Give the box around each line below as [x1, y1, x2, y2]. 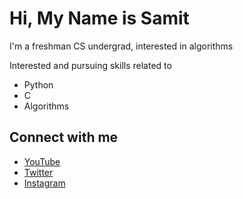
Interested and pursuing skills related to [9, 59, 172, 71]
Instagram [23, 177, 66, 189]
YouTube [23, 155, 61, 167]
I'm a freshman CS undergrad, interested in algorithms [9, 40, 234, 52]
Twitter [23, 166, 54, 178]
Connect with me [9, 129, 119, 146]
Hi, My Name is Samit [9, 7, 190, 30]
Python [23, 78, 54, 91]
